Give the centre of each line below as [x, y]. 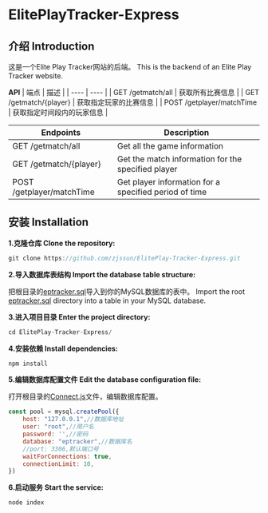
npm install [28, 364]
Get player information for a [169, 182]
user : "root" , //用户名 [58, 427]
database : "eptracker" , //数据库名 [78, 441]
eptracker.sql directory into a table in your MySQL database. [107, 300]
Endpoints [61, 132]
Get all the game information [170, 146]
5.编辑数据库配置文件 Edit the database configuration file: [105, 380]
